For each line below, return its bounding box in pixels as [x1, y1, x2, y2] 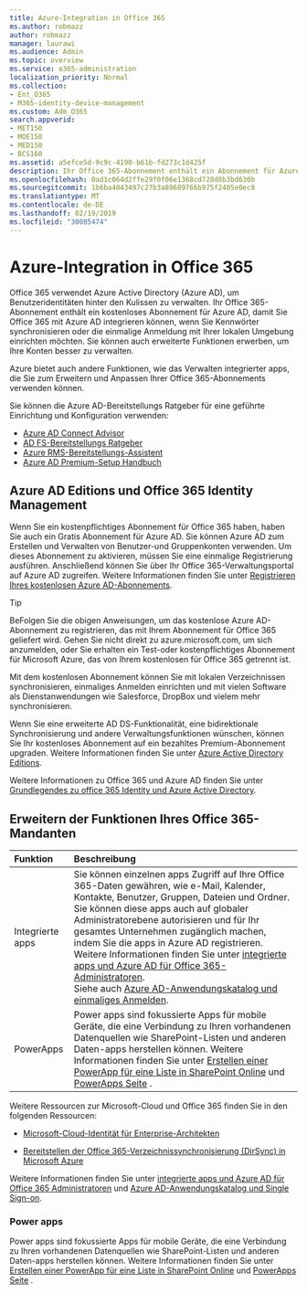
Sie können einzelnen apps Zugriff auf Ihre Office [73, 868, 285, 881]
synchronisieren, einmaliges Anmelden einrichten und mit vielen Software [9, 682, 287, 693]
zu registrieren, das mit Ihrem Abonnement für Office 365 [59, 625, 277, 636]
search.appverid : [9, 115, 76, 124]
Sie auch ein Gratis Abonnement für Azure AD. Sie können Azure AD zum [9, 531, 285, 542]
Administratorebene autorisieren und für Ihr [73, 914, 260, 927]
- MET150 [9, 124, 43, 133]
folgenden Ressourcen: [9, 1110, 98, 1121]
